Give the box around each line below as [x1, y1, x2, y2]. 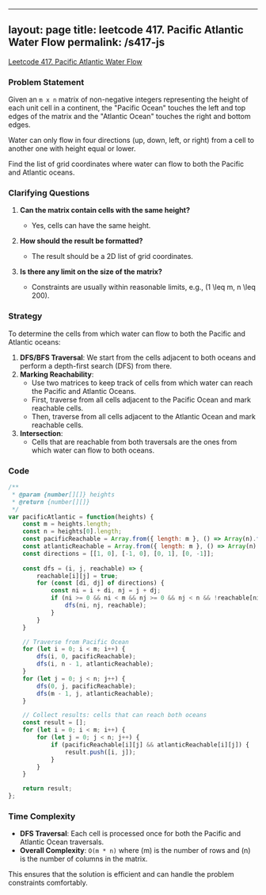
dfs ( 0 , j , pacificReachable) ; [36, 682, 136, 690]
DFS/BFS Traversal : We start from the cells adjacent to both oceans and [19, 353, 256, 362]
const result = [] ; [22, 719, 87, 727]
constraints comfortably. [8, 878, 89, 888]
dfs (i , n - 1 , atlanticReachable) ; [36, 660, 154, 668]
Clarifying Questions [8, 187, 89, 199]
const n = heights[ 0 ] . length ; [22, 527, 123, 536]
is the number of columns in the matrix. [19, 854, 148, 864]
